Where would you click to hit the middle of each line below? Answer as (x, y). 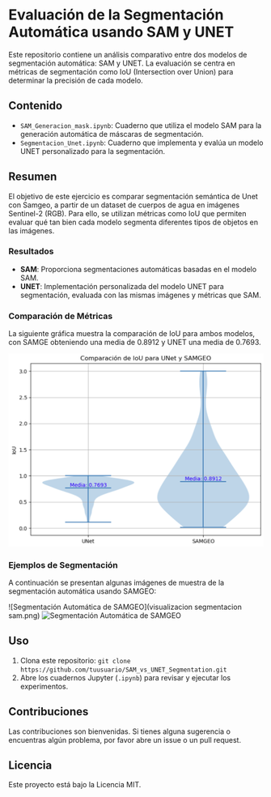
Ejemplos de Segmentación (64, 565)
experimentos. (44, 686)
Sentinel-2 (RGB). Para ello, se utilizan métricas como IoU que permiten (127, 213)
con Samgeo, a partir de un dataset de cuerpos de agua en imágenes (124, 205)
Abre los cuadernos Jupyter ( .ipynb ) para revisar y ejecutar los (125, 677)
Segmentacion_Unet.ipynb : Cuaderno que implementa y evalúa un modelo (142, 143)
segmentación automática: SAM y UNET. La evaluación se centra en (122, 63)
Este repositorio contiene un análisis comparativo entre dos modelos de (128, 54)
